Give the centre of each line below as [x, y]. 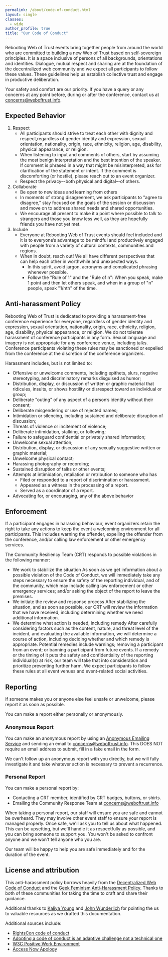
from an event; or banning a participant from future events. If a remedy [86, 650]
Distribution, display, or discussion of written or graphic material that [83, 384]
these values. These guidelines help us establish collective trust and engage [84, 74]
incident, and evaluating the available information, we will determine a [85, 634]
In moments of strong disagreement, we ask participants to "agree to [91, 197]
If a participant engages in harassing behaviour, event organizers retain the [83, 524]
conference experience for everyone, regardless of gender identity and [79, 321]
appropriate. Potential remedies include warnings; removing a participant [88, 644]
